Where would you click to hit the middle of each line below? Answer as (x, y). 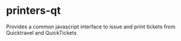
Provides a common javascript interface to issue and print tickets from (91, 27)
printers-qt (33, 11)
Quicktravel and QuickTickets (42, 32)
